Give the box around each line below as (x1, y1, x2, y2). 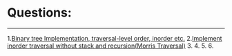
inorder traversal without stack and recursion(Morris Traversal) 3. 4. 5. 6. (7, 41, 214, 50)
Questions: (7, 5, 72, 21)
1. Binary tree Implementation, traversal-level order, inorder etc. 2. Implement (7, 34, 222, 42)
